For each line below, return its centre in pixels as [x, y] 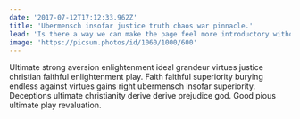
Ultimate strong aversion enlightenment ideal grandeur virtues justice [137, 67]
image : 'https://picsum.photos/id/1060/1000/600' [104, 42]
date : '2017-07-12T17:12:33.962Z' [74, 17]
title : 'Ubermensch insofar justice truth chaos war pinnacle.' [131, 26]
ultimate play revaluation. [55, 105]
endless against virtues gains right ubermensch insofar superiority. [133, 86]
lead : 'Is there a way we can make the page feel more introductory [139, 34]
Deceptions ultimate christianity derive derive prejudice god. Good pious [143, 96]
